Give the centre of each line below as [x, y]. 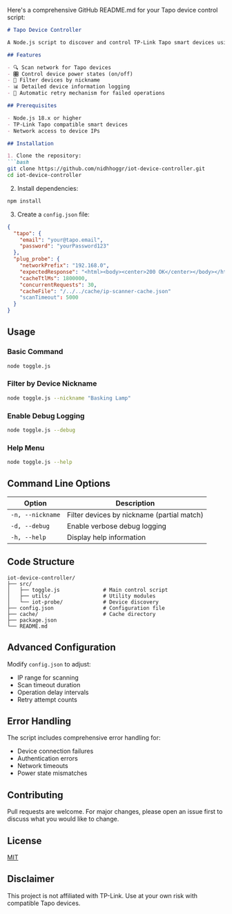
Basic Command [35, 352]
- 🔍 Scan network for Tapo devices [59, 67]
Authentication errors [47, 758]
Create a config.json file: [53, 214]
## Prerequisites [32, 106]
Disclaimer [31, 879]
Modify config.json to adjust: [49, 664]
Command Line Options [59, 484]
